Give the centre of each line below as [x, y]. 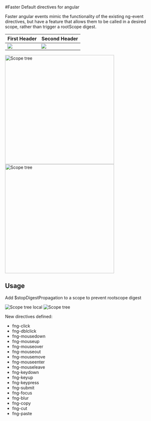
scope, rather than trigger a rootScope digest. [51, 27]
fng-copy [21, 403]
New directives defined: [29, 316]
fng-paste [22, 413]
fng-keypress [25, 382]
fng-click [21, 326]
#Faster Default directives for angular [42, 7]
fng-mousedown [29, 336]
